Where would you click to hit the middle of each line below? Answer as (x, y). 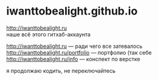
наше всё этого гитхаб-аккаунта (49, 34)
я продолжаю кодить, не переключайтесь (61, 70)
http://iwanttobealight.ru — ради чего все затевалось (74, 46)
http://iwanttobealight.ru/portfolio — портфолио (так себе (79, 52)
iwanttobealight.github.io (72, 11)
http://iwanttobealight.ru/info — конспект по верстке (74, 59)
